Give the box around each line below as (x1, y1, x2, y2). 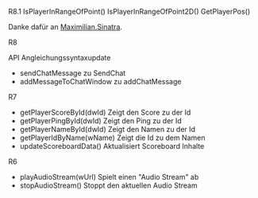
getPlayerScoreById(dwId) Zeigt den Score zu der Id (19, 107, 191, 117)
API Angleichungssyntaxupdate (8, 53, 111, 62)
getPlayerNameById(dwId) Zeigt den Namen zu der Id (19, 125, 196, 134)
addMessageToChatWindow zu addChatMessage (19, 77, 182, 86)
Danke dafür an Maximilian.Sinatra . (8, 22, 123, 31)
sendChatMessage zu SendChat (19, 68, 126, 78)
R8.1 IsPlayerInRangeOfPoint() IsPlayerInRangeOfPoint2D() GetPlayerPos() (8, 7, 251, 16)
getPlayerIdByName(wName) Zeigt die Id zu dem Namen (19, 133, 206, 142)
